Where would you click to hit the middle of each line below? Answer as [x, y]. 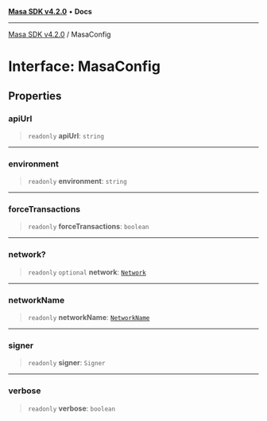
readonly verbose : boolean [72, 408]
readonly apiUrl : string [66, 135]
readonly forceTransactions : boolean [88, 227]
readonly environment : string [77, 181]
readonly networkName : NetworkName [89, 318]
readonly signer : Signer [66, 363]
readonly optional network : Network [87, 272]
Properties [35, 96]
